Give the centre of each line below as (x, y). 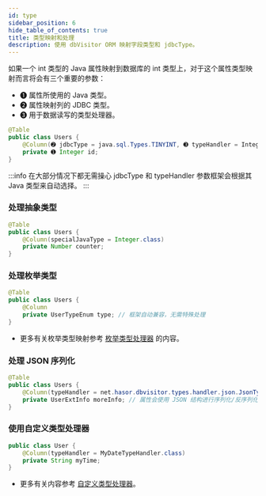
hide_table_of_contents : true (58, 30)
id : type (23, 15)
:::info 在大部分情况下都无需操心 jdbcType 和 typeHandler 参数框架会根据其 (130, 176)
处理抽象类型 (33, 208)
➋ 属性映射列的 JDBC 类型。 (67, 105)
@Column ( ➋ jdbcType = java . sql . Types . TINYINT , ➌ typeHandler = (130, 144)
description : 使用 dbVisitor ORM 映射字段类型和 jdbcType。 (103, 45)
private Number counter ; (63, 247)
